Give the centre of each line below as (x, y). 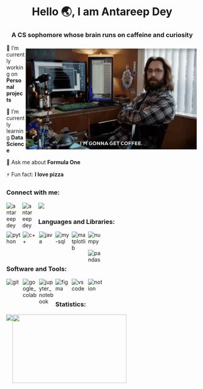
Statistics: (71, 304)
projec (15, 93)
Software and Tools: (36, 269)
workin (15, 68)
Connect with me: (33, 192)
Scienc (15, 144)
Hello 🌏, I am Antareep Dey (102, 12)
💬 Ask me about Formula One (43, 163)
